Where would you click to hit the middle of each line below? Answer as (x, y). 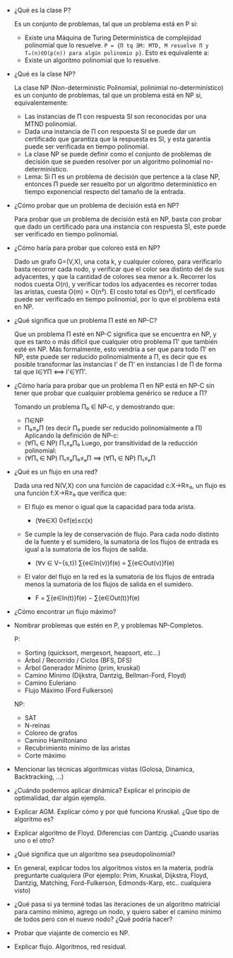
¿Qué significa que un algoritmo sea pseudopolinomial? (95, 854)
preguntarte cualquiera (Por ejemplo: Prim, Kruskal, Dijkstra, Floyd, (111, 875)
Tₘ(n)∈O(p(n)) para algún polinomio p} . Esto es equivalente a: (117, 53)
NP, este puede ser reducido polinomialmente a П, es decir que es (110, 357)
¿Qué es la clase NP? (45, 74)
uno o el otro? (34, 840)
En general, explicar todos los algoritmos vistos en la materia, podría (113, 868)
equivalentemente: (41, 103)
